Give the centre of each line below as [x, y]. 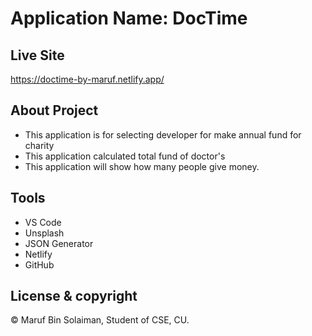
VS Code [43, 222]
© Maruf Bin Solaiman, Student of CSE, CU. [100, 320]
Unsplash [44, 233]
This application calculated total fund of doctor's [125, 156]
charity [39, 145]
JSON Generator [59, 243]
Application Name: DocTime [129, 18]
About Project [54, 110]
